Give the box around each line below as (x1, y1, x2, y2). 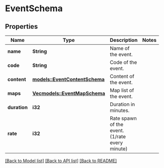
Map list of (109, 87, 134, 93)
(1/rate (109, 133, 126, 140)
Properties (5, 22, 38, 31)
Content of (109, 73, 135, 79)
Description (109, 37, 138, 43)
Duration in (109, 101, 135, 108)
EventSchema (5, 3, 63, 14)
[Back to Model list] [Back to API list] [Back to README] (5, 158, 117, 164)
